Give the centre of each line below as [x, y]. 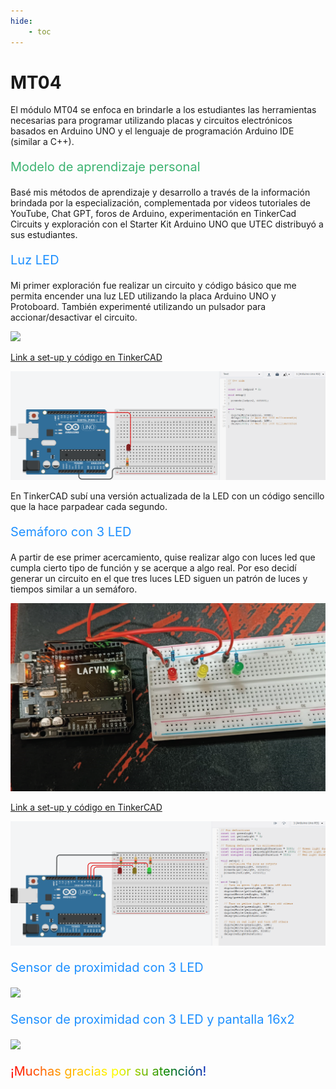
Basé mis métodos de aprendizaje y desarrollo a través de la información [160, 192]
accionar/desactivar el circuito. [74, 317]
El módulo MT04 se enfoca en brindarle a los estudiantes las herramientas [163, 110]
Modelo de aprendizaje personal [105, 167]
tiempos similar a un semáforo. [74, 589]
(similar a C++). [42, 142]
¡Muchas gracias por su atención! [108, 1071]
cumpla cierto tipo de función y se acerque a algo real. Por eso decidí [153, 568]
